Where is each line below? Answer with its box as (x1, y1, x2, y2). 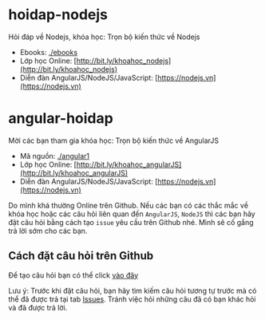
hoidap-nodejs (8, 6, 109, 24)
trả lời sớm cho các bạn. (8, 226, 88, 235)
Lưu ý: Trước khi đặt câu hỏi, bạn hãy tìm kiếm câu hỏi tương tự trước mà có (8, 286, 257, 295)
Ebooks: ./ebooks (19, 47, 78, 57)
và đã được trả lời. (8, 302, 68, 312)
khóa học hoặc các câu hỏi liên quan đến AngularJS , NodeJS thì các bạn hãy (8, 209, 255, 219)
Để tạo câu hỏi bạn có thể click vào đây (8, 270, 139, 280)
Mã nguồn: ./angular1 (19, 151, 90, 160)
